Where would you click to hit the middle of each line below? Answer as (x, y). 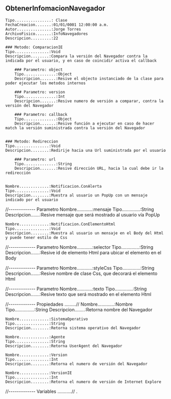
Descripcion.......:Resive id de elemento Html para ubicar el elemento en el (83, 252)
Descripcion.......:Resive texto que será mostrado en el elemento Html (78, 294)
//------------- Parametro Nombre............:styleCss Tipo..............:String (80, 268)
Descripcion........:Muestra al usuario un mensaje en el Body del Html (84, 233)
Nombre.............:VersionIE (39, 373)
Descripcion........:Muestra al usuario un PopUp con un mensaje (76, 195)
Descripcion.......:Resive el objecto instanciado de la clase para (89, 78)
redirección (18, 173)
